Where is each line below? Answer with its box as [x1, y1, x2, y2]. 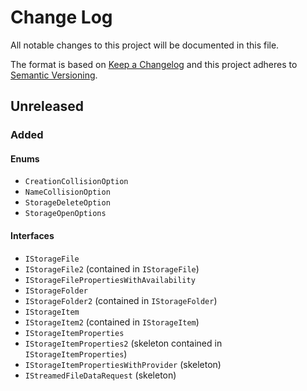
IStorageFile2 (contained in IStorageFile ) [24, 262, 200, 275]
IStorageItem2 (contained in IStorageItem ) [24, 316, 200, 328]
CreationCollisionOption [24, 177, 129, 187]
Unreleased [10, 98, 85, 115]
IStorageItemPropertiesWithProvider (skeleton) [24, 358, 222, 370]
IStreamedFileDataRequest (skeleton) [24, 369, 177, 381]
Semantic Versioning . [10, 69, 98, 81]
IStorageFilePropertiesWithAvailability [24, 275, 196, 285]
